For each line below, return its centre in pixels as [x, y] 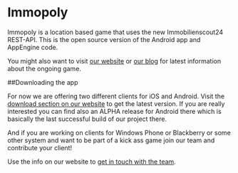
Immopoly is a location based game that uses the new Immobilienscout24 [115, 32]
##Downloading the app [43, 82]
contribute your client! [40, 147]
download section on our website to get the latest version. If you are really [116, 103]
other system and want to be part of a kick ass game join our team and [111, 140]
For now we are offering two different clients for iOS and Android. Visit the [116, 96]
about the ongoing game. [45, 68]
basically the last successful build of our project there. [87, 119]
